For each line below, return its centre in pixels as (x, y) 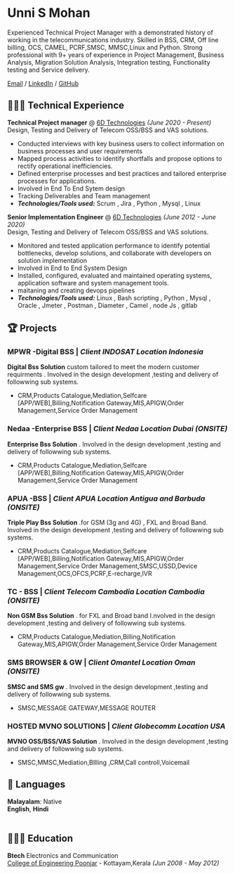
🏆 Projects (32, 328)
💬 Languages (36, 784)
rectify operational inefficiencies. (65, 166)
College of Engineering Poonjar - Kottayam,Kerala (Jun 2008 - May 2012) (113, 863)
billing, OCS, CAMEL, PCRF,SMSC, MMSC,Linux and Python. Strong (105, 47)
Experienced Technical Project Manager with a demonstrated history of (110, 32)
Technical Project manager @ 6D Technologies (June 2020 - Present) (109, 122)
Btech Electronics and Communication (63, 855)
